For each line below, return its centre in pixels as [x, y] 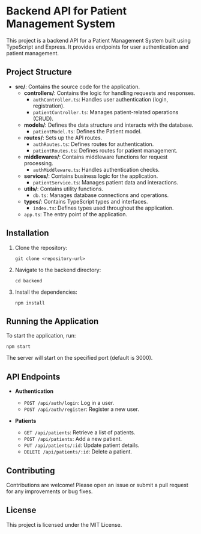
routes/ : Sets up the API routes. [63, 138]
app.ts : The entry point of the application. [76, 214]
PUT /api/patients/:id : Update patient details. [82, 445]
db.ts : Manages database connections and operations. [101, 195]
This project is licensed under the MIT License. [64, 524]
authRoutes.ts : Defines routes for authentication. [93, 144]
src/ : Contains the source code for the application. [77, 86]
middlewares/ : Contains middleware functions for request [96, 157]
